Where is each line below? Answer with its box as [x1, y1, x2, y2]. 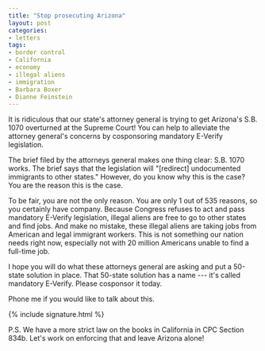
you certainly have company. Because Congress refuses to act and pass [8, 204, 245, 214]
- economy [8, 64, 41, 71]
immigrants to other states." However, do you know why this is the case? [8, 172, 246, 182]
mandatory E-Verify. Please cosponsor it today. [8, 279, 163, 288]
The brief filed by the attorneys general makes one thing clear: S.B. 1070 [8, 156, 245, 165]
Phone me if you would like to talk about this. [8, 295, 155, 304]
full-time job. [8, 247, 50, 256]
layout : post [8, 19, 52, 27]
